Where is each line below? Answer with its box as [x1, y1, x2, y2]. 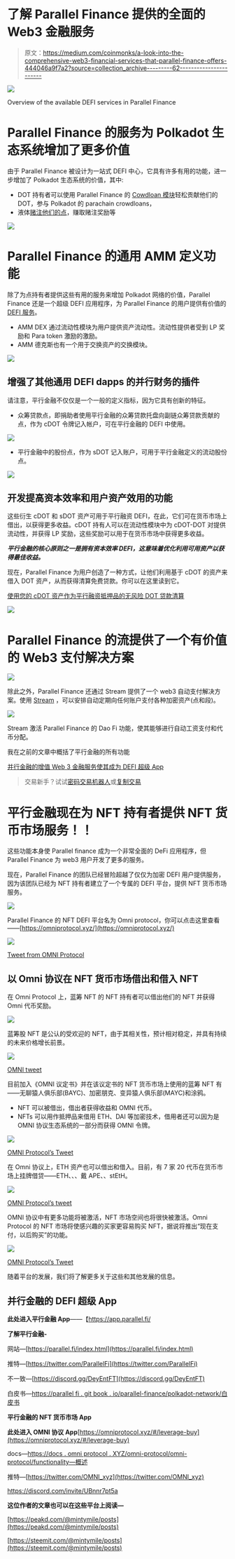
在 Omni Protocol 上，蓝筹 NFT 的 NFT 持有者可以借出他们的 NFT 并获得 [7, 993, 215, 1001]
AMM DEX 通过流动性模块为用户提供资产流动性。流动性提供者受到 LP [17, 323, 218, 331]
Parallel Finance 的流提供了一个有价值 [7, 632, 227, 648]
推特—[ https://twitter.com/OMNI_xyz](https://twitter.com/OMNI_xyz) [7, 1472, 204, 1480]
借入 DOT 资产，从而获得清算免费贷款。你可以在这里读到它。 [7, 576, 183, 586]
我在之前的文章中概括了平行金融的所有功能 [7, 748, 130, 756]
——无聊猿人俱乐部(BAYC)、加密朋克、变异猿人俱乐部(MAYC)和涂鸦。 [7, 1088, 210, 1098]
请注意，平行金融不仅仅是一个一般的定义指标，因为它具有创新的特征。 [7, 396, 210, 404]
